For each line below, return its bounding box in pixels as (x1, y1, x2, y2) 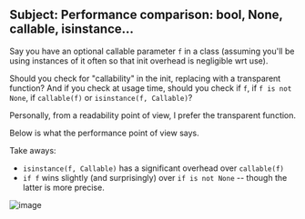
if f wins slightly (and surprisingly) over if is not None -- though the (22, 172, 288, 183)
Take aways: (9, 144, 56, 155)
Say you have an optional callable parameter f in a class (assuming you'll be (9, 45, 295, 56)
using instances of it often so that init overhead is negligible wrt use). (9, 55, 269, 66)
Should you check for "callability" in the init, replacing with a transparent (9, 73, 281, 84)
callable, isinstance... (9, 22, 135, 37)
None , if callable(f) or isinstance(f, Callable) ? (9, 92, 193, 103)
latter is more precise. (22, 182, 105, 193)
